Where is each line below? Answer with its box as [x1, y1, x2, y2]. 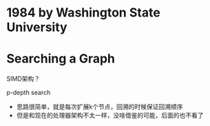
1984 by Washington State [6, 5, 161, 21]
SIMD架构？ [6, 74, 41, 83]
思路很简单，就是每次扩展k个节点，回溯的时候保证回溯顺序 [16, 103, 183, 111]
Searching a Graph [6, 51, 115, 67]
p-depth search [6, 88, 51, 97]
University [6, 19, 67, 35]
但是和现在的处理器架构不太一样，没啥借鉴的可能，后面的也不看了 [16, 112, 204, 120]
